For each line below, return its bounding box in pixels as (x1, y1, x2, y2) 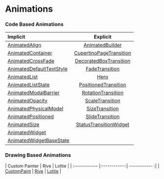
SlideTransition (85, 113, 120, 120)
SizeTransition (86, 105, 119, 112)
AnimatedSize (7, 121, 40, 128)
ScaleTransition (85, 97, 121, 104)
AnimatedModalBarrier (7, 89, 60, 96)
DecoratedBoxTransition (75, 58, 131, 65)
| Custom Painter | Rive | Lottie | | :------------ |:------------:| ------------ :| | (5, 163, 160, 169)
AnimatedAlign (7, 42, 42, 48)
